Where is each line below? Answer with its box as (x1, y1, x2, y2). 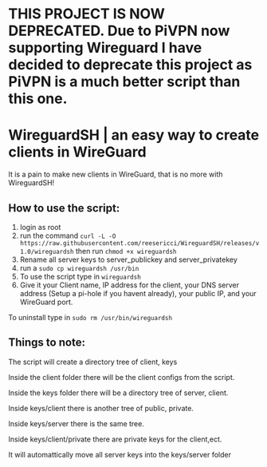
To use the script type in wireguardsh (19, 271, 141, 281)
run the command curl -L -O (19, 231, 116, 240)
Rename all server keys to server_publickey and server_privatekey (19, 255, 238, 264)
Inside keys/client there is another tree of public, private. (8, 403, 194, 413)
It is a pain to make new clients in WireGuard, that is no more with (8, 169, 223, 180)
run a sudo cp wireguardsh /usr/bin (19, 263, 139, 272)
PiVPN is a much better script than (8, 73, 241, 91)
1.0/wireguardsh (19, 247, 74, 255)
